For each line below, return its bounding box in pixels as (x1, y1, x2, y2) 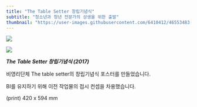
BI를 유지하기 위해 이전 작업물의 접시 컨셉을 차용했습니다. (6, 83, 136, 90)
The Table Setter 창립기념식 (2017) (6, 58, 90, 65)
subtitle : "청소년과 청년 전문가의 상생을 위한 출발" (6, 14, 119, 20)
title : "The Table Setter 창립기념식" (6, 8, 95, 15)
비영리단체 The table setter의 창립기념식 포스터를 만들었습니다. (6, 71, 151, 78)
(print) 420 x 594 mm (6, 95, 58, 102)
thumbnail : (6, 19, 33, 25)
